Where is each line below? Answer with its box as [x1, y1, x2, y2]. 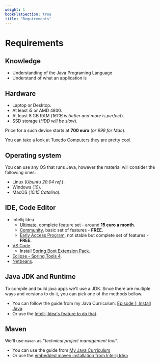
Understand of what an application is [12, 75, 87, 81]
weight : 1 [5, 7, 26, 12]
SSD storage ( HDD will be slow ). [12, 118, 78, 124]
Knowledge [5, 57, 41, 65]
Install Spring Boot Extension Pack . [19, 248, 90, 254]
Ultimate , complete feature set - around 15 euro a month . [19, 222, 135, 228]
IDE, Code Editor [5, 204, 56, 212]
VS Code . [12, 242, 32, 248]
